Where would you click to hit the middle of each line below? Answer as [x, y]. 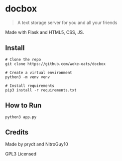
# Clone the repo [23, 59]
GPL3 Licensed [21, 154]
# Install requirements [30, 85]
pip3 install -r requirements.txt [41, 90]
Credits [17, 132]
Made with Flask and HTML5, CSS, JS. [45, 32]
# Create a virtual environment [39, 72]
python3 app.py [21, 117]
